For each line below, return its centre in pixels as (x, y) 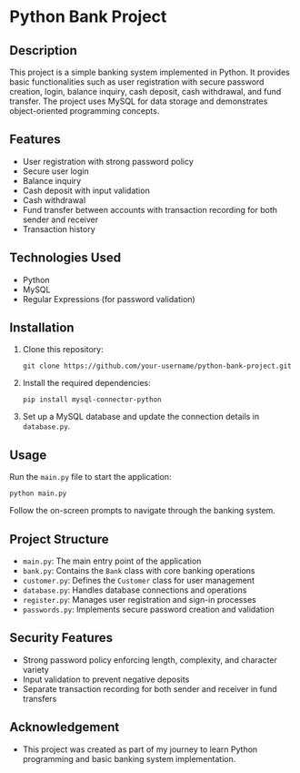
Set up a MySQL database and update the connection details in (141, 417)
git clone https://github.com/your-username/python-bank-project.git (157, 366)
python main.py (38, 493)
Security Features (61, 638)
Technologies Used (65, 258)
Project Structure (59, 539)
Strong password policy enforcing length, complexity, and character (150, 660)
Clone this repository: (63, 350)
